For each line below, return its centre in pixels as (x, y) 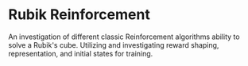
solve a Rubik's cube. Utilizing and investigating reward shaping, (114, 45)
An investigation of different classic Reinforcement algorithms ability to (124, 37)
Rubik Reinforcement (79, 15)
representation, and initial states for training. (81, 53)
